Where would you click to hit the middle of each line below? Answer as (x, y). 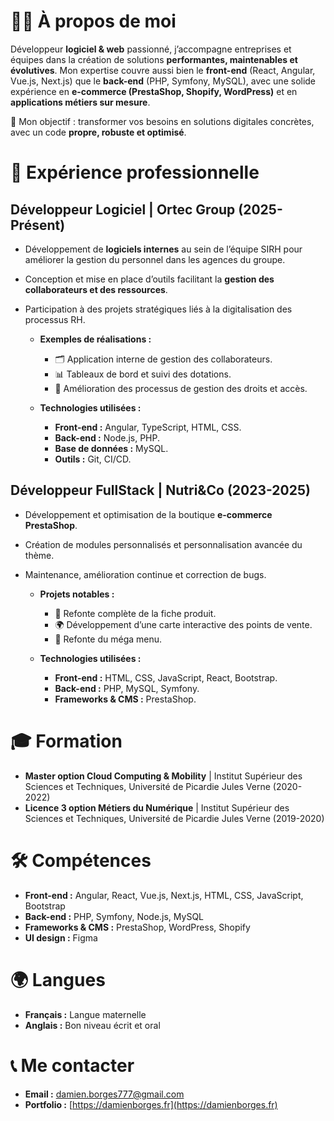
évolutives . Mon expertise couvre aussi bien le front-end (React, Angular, (163, 70)
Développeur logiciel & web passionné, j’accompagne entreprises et (151, 49)
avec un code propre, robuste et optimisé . (98, 132)
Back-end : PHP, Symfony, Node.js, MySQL (114, 916)
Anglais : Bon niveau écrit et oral (92, 1025)
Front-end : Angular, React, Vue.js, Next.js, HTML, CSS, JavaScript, (164, 895)
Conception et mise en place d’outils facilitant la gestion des (149, 279)
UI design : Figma (61, 937)
